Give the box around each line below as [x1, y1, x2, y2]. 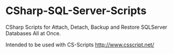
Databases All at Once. [5, 29, 61, 36]
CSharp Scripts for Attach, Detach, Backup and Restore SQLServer [5, 23, 168, 31]
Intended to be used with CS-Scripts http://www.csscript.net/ [5, 41, 154, 48]
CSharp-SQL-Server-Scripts [5, 4, 147, 18]
